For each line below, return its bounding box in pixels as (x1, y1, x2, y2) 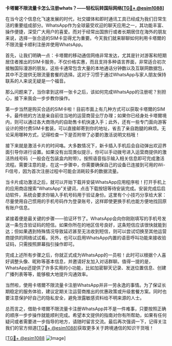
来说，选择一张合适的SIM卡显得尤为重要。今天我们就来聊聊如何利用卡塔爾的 (5, 35, 166, 41)
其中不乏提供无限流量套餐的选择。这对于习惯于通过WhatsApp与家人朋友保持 (5, 72, 166, 77)
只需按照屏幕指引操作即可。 (18, 241, 77, 247)
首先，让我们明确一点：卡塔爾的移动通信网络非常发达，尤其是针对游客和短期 (5, 52, 167, 58)
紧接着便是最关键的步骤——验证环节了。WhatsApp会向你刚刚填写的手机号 (5, 215, 162, 222)
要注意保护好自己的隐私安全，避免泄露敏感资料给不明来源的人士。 (5, 295, 144, 301)
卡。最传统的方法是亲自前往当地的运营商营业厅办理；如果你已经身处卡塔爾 (5, 113, 162, 118)
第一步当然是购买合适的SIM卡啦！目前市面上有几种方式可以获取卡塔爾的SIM (5, 106, 165, 112)
